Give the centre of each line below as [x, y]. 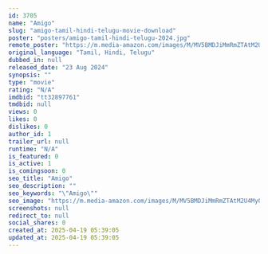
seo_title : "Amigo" [41, 179]
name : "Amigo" [32, 23]
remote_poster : [33, 45]
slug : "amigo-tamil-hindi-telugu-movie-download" [93, 30]
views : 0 [23, 112]
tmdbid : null [30, 104]
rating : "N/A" [32, 90]
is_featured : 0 [33, 156]
